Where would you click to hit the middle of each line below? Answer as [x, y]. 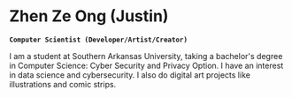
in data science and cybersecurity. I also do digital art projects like [130, 75]
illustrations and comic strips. [63, 84]
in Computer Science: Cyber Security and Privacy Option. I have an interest [146, 65]
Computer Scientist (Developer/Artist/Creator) [99, 40]
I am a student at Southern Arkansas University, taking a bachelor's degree [146, 56]
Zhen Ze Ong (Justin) [89, 16]
